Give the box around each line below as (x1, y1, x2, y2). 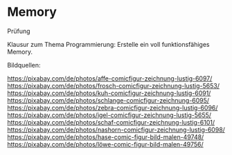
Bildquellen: (7, 61, 41, 69)
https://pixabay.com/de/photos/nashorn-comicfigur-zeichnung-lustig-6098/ (7, 125, 225, 134)
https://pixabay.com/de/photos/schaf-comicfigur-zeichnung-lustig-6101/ (7, 118, 215, 126)
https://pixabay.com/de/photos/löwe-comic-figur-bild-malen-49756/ (7, 140, 204, 148)
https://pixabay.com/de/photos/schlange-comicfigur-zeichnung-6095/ (7, 96, 210, 104)
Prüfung (7, 27, 30, 35)
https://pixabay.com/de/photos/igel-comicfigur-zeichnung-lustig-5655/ (7, 111, 212, 119)
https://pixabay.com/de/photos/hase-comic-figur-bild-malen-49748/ (7, 132, 204, 141)
